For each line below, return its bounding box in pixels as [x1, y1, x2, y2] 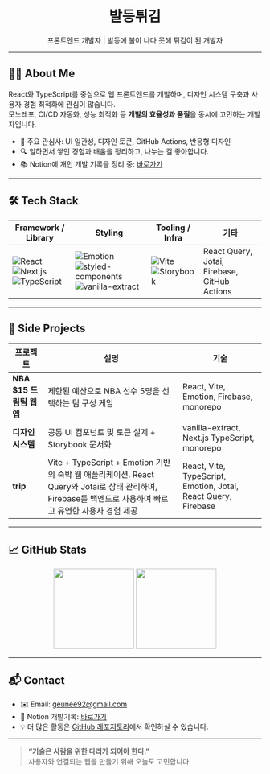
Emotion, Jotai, [182, 480, 239, 492]
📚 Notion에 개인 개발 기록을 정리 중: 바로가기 [19, 159, 163, 169]
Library [25, 232, 55, 243]
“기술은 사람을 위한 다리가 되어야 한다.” [27, 747, 150, 756]
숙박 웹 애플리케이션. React [57, 469, 154, 480]
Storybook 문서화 [47, 439, 112, 451]
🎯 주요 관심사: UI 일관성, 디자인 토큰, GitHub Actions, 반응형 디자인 [19, 136, 231, 146]
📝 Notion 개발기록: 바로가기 [19, 712, 107, 721]
